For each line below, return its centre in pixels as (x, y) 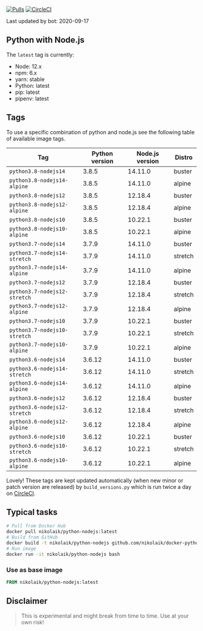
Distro (184, 157)
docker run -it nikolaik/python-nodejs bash (63, 554)
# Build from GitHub (32, 538)
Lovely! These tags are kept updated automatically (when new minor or (95, 480)
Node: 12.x (28, 66)
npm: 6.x (26, 73)
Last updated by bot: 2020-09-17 (48, 21)
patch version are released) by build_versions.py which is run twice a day (99, 486)
